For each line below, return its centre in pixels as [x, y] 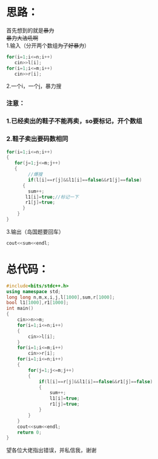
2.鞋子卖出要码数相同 [37, 139]
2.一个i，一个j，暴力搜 [34, 86]
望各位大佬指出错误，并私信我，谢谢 [51, 450]
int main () [20, 309]
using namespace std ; [34, 291]
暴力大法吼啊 [22, 38]
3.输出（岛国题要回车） [35, 231]
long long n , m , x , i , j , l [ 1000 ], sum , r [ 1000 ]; [61, 297]
